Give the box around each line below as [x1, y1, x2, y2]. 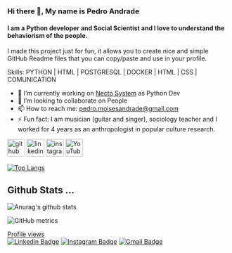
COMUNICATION [7, 75, 56, 84]
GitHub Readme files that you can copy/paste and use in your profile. [7, 54, 207, 63]
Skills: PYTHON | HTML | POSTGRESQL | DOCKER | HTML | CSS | [7, 68, 198, 77]
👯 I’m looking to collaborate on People [17, 96, 128, 105]
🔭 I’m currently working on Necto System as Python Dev [17, 89, 181, 98]
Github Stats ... [7, 184, 75, 196]
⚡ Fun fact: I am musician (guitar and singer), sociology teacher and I [17, 115, 218, 124]
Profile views [7, 230, 45, 238]
